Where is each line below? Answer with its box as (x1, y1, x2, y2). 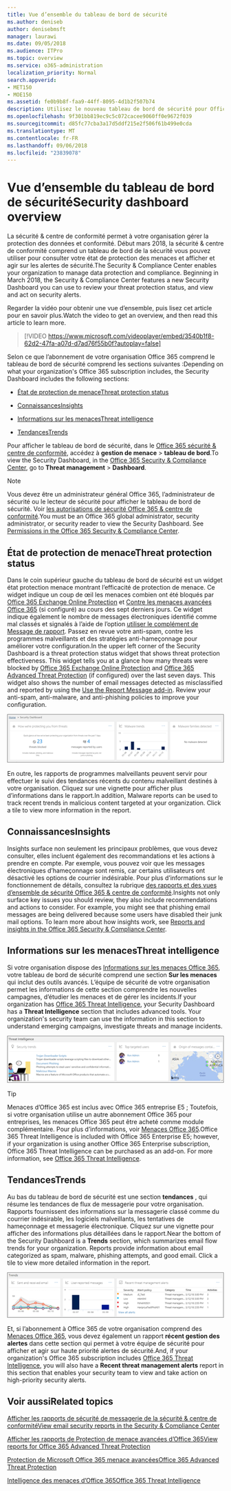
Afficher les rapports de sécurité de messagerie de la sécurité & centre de (7, 1414, 217, 1422)
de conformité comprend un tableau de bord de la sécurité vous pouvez (7, 247, 211, 255)
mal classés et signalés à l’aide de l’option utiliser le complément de (7, 620, 199, 628)
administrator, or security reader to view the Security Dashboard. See (7, 519, 204, 528)
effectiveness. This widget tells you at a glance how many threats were (7, 657, 208, 665)
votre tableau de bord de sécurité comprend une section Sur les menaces (7, 970, 218, 979)
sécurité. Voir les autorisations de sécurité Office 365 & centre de (7, 505, 192, 513)
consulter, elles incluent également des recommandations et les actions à (7, 852, 215, 860)
